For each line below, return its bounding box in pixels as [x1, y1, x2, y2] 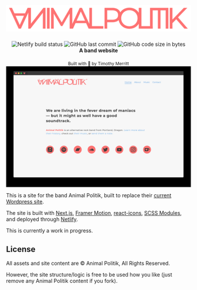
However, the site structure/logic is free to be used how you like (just [6, 271, 172, 278]
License [6, 244, 36, 254]
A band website [79, 46, 118, 54]
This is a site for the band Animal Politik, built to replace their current [6, 192, 172, 199]
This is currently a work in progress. [6, 227, 93, 234]
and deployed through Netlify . [6, 216, 78, 223]
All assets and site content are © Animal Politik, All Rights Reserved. [6, 260, 170, 267]
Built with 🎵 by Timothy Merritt [67, 60, 130, 66]
